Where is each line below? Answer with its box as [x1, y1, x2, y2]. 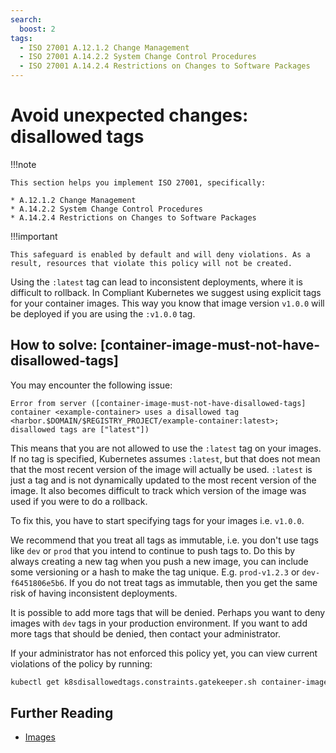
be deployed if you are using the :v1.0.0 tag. [10, 307, 196, 320]
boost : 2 [19, 24, 56, 34]
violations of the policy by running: [10, 657, 153, 670]
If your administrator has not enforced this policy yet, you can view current [10, 647, 318, 659]
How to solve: [10, 337, 98, 354]
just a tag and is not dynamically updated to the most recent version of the [10, 474, 317, 486]
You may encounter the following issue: [10, 379, 173, 391]
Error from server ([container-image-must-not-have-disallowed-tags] [10, 398, 307, 408]
